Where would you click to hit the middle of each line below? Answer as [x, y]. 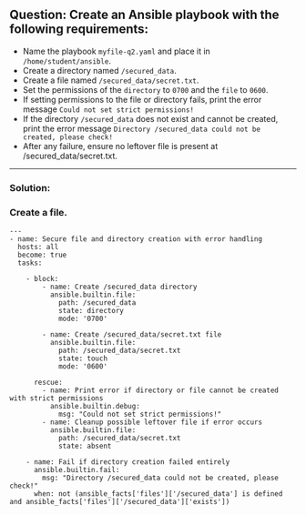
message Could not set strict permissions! [108, 109]
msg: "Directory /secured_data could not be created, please [161, 478]
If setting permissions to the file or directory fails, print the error [142, 99]
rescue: [48, 383]
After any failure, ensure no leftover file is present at [120, 146]
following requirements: [79, 30]
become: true [42, 255]
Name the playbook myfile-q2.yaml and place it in [117, 51]
